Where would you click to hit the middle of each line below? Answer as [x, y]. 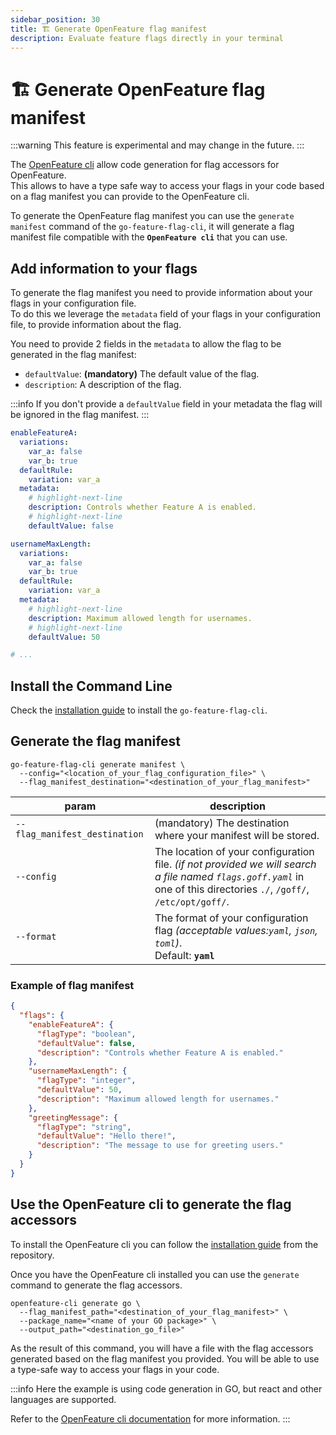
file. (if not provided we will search [235, 864]
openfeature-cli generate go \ [75, 1303]
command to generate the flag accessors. [96, 1285]
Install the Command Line [91, 686]
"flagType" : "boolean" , [86, 1034]
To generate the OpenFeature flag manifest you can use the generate [152, 216]
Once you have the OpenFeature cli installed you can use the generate [155, 1274]
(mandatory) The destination [222, 823]
